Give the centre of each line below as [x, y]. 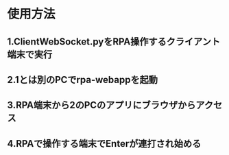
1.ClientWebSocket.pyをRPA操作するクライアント [114, 41]
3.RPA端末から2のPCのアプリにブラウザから [101, 105]
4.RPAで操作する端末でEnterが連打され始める [104, 144]
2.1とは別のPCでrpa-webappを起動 [82, 80]
